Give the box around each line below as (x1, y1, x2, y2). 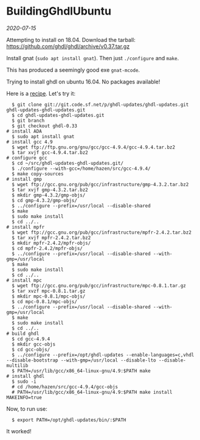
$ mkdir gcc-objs (12, 341, 56, 347)
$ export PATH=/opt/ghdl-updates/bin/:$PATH (12, 417, 126, 423)
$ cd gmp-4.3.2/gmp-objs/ (12, 197, 78, 203)
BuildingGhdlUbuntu (6, 4, 111, 18)
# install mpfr (6, 224, 45, 230)
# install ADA (6, 128, 43, 134)
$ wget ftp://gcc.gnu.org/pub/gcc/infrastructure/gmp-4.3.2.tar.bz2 (12, 181, 189, 187)
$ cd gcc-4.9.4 (12, 336, 50, 342)
